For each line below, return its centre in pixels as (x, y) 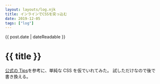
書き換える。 (18, 77)
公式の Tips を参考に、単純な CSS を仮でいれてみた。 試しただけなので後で (80, 70)
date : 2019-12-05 (23, 18)
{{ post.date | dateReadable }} (35, 37)
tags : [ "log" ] (20, 23)
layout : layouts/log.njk (30, 9)
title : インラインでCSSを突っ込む (36, 14)
